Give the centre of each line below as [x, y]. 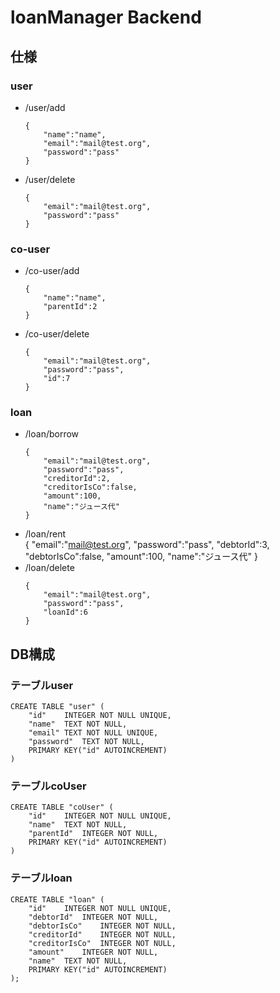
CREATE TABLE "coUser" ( [62, 807]
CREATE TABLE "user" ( [57, 707]
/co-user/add [52, 271]
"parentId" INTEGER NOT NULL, [93, 834]
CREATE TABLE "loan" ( [57, 899]
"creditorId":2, [77, 479]
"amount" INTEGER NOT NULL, [93, 952]
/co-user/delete [57, 334]
